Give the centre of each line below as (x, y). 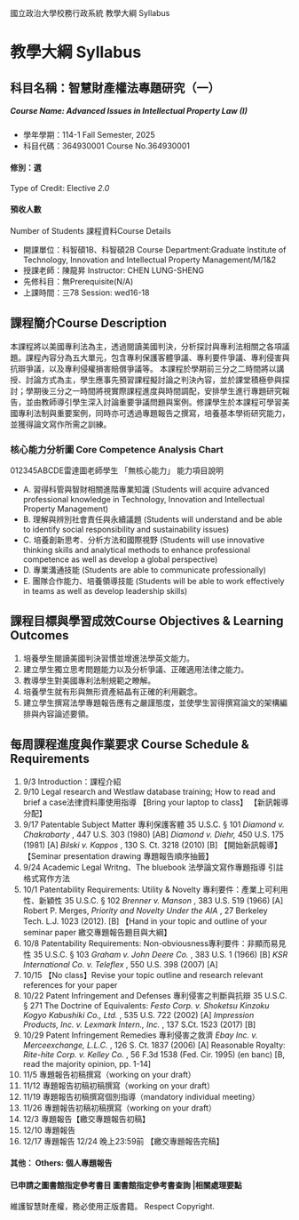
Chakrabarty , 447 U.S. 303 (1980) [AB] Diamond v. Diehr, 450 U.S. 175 (153, 834)
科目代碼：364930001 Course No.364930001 (106, 146)
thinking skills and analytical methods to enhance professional (137, 550)
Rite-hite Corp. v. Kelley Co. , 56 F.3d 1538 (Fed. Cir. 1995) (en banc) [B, (154, 1054)
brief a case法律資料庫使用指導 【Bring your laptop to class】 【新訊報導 (156, 802)
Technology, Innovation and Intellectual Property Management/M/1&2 (149, 260)
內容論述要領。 (66, 713)
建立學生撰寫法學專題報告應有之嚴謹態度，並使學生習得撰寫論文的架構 (151, 702)
